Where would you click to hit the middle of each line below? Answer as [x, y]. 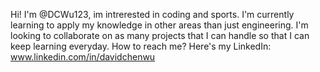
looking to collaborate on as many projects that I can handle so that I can [160, 35]
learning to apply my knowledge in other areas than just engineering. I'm [159, 25]
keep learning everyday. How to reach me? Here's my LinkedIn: [141, 46]
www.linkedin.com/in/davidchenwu [83, 57]
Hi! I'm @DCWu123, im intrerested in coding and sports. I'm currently [152, 14]
